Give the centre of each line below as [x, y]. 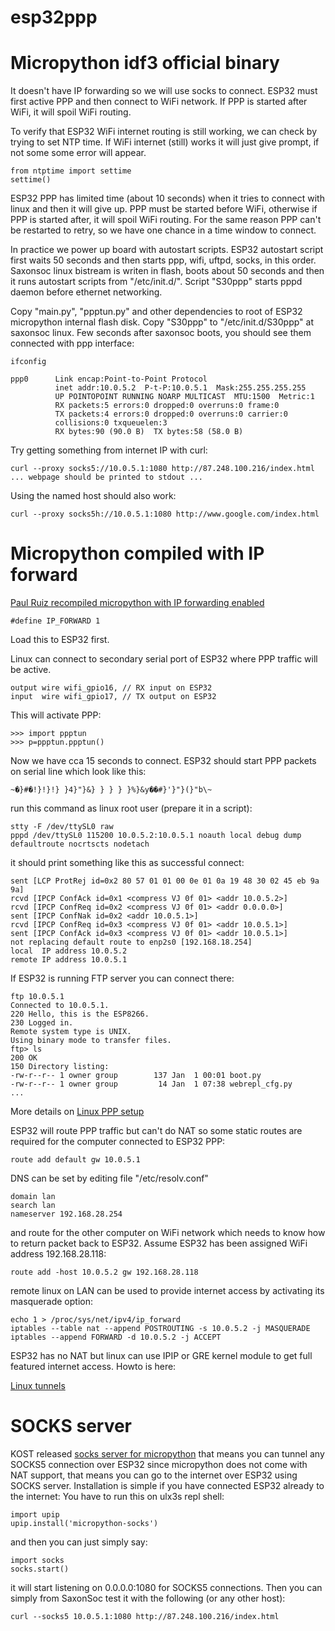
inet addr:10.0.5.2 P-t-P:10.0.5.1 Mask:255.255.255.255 [180, 388]
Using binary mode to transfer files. [91, 1041]
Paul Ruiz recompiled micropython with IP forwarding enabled [137, 603]
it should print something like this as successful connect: [127, 863]
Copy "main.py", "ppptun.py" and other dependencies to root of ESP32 [156, 312]
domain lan [33, 1197]
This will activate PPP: [56, 715]
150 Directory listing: [60, 1067]
